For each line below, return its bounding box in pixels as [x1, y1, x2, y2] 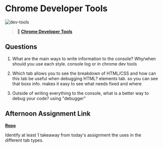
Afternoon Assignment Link [5, 109, 91, 118]
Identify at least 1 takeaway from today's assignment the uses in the [5, 132, 142, 138]
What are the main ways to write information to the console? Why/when [12, 56, 156, 62]
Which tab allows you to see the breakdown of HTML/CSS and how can [12, 70, 156, 76]
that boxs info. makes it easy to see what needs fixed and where [12, 81, 142, 86]
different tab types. [5, 137, 44, 143]
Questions [5, 42, 38, 51]
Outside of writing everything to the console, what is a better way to [12, 90, 149, 96]
